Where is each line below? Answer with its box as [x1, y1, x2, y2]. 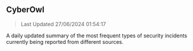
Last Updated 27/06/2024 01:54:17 [20, 20, 106, 27]
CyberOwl [6, 5, 45, 15]
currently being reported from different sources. [6, 38, 124, 45]
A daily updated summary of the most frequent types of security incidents [6, 32, 188, 39]
